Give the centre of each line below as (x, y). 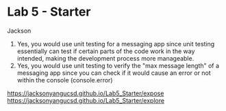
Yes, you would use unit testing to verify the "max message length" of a (118, 65)
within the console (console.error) (65, 80)
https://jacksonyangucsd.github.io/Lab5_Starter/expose (86, 93)
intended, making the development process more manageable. (105, 58)
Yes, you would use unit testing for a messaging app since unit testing (116, 44)
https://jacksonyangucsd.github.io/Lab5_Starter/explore (86, 100)
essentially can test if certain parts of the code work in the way (106, 51)
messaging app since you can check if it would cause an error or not (114, 73)
